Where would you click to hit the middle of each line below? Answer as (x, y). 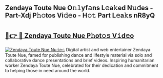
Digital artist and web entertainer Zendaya (108, 50)
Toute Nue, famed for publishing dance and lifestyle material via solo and (79, 55)
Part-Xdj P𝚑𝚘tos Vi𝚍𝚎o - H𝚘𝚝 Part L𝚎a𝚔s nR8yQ (80, 16)
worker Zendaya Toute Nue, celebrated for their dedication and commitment (82, 65)
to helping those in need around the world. (48, 70)
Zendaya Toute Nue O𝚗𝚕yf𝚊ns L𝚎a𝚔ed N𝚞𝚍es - (79, 8)
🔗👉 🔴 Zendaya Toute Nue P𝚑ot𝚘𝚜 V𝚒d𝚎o (70, 36)
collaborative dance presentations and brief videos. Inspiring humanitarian (80, 60)
